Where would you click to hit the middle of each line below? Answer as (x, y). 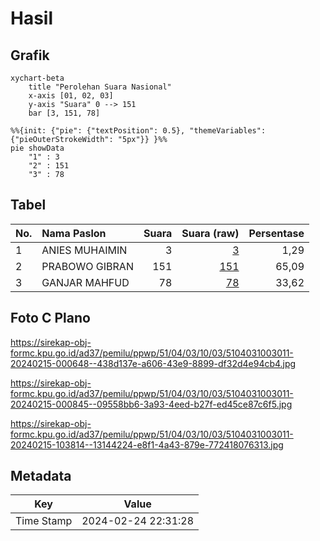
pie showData (37, 148)
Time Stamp (44, 521)
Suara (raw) (210, 233)
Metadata (41, 476)
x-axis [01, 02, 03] (71, 96)
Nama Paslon (74, 233)
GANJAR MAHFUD (85, 282)
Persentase (276, 233)
